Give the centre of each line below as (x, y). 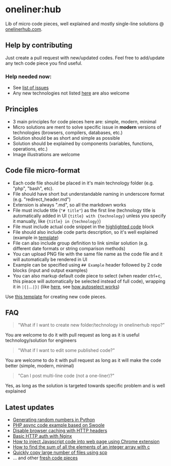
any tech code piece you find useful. (44, 63)
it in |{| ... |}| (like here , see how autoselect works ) (66, 287)
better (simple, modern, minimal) (40, 366)
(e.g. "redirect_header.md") (41, 199)
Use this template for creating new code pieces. (56, 296)
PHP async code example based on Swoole (59, 425)
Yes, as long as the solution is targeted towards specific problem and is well (85, 386)
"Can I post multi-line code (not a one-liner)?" (66, 376)
